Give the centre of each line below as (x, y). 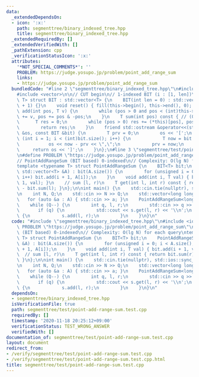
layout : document (28, 343)
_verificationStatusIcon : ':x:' (52, 56)
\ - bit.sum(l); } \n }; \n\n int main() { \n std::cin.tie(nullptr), (103, 188)
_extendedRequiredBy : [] (42, 39)
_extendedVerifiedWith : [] (45, 45)
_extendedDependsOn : (37, 17)
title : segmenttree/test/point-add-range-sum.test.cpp (75, 365)
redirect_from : (25, 349)
